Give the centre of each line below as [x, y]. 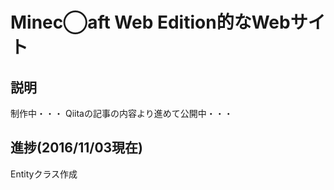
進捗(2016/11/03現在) [77, 148]
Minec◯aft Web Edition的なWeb [150, 22]
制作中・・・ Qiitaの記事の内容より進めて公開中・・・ [121, 113]
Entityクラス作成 [44, 174]
